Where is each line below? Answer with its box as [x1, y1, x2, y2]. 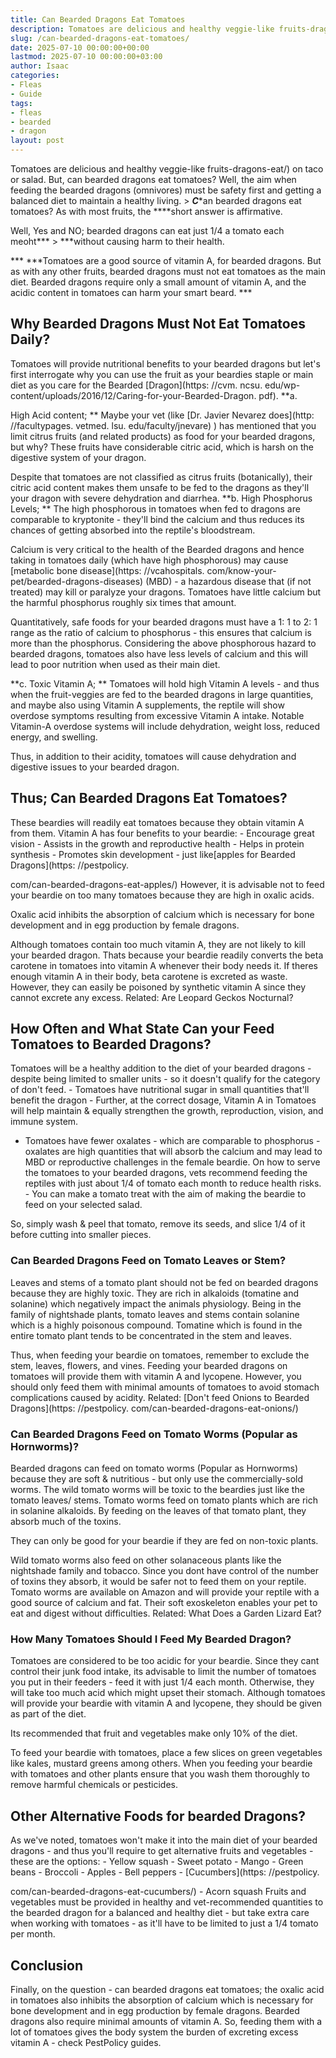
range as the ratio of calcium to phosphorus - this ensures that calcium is [10, 626, 312, 638]
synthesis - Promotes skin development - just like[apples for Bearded [10, 848, 296, 860]
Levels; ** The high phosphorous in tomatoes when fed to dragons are [10, 502, 301, 515]
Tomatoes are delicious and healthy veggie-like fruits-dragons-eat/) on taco [10, 163, 324, 175]
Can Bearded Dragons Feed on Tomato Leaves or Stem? [10, 1254, 287, 1268]
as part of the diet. [10, 1708, 87, 1720]
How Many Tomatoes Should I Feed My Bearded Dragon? [10, 1632, 292, 1646]
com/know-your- [206, 564, 277, 576]
